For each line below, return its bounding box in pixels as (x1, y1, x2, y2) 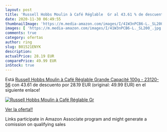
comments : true (5, 30, 37, 35)
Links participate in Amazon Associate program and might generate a (5, 116, 147, 122)
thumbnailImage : (5, 21, 39, 26)
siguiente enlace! (5, 87, 40, 93)
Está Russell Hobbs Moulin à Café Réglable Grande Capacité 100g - (5, 77, 143, 83)
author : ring (5, 40, 32, 45)
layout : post (5, 7, 32, 12)
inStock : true (5, 63, 35, 68)
